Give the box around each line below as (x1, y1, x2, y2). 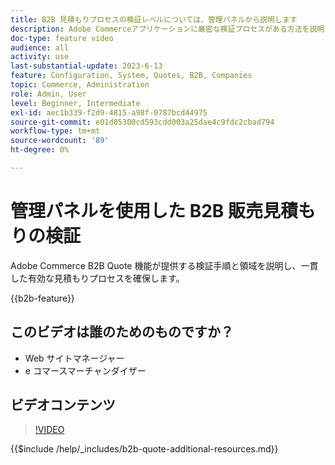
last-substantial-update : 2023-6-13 (10, 61, 163, 71)
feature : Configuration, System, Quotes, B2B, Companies (10, 71, 253, 81)
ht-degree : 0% (10, 145, 70, 155)
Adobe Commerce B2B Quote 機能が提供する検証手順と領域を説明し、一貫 (10, 259, 319, 271)
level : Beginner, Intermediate (10, 98, 141, 108)
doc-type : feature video (10, 33, 114, 43)
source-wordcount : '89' (10, 136, 110, 146)
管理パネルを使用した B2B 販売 (10, 200, 263, 223)
